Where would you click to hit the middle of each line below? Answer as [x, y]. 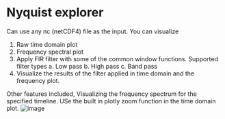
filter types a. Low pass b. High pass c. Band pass [87, 66]
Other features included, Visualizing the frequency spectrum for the [102, 94]
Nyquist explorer [55, 13]
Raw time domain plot [47, 44]
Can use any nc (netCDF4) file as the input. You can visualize [93, 31]
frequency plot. [38, 80]
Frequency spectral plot [50, 52]
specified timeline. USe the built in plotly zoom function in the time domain [111, 101]
